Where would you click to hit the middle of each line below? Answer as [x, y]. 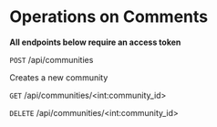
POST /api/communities [52, 59]
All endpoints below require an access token [95, 42]
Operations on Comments [109, 17]
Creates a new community [59, 77]
